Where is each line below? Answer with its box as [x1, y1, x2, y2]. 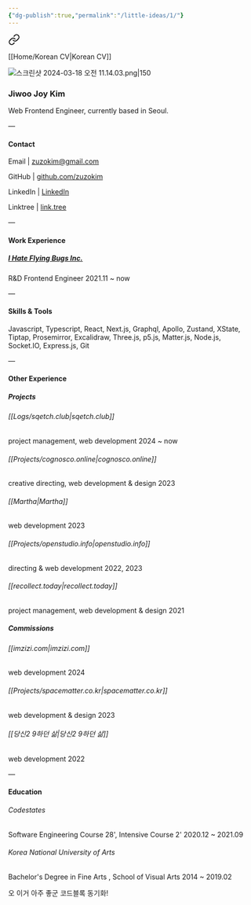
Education [8, 787, 42, 796]
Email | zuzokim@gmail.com [8, 156, 100, 166]
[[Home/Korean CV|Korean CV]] [8, 52, 112, 61]
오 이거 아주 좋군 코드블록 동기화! [8, 888, 109, 897]
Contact [8, 139, 35, 149]
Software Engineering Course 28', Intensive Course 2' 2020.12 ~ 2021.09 [8, 830, 244, 839]
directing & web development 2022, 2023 [8, 563, 143, 572]
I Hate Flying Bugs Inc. [8, 253, 83, 263]
